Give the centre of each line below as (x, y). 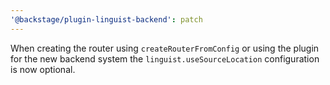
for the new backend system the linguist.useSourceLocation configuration (165, 58)
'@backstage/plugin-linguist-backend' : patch (106, 19)
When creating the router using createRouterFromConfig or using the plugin (165, 48)
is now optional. (43, 69)
